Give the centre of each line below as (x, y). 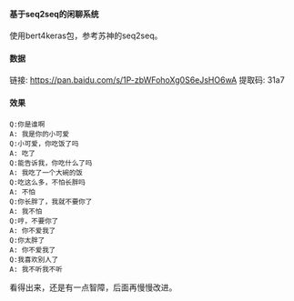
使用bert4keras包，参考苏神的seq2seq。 (86, 35)
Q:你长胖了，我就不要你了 (51, 201)
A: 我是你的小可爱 (40, 134)
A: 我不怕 (26, 211)
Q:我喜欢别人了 (34, 259)
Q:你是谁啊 (27, 124)
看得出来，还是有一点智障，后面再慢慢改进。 (93, 287)
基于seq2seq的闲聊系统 (54, 14)
